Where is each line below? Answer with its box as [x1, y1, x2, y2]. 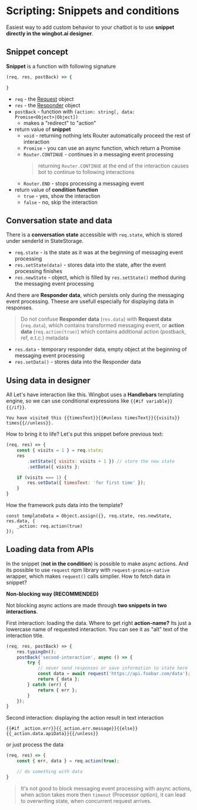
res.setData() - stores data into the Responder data [14, 358, 141, 366]
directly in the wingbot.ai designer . [6, 29, 94, 37]
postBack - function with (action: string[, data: [14, 108, 135, 115]
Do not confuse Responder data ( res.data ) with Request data [20, 315, 172, 322]
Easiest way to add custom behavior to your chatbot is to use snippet [6, 24, 175, 31]
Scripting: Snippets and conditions [6, 4, 179, 18]
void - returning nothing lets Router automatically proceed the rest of [23, 131, 191, 139]
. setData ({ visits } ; [27, 464, 81, 470]
